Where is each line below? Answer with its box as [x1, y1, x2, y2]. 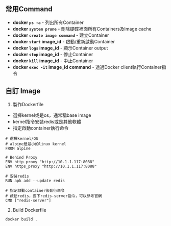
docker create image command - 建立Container [12, 32, 109, 38]
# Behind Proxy [5, 155, 38, 160]
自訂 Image [5, 87, 41, 95]
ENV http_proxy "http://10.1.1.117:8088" [5, 159, 95, 164]
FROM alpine [5, 146, 31, 151]
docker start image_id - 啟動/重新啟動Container [12, 38, 115, 44]
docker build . [5, 216, 38, 222]
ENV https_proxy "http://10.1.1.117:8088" [5, 164, 97, 169]
